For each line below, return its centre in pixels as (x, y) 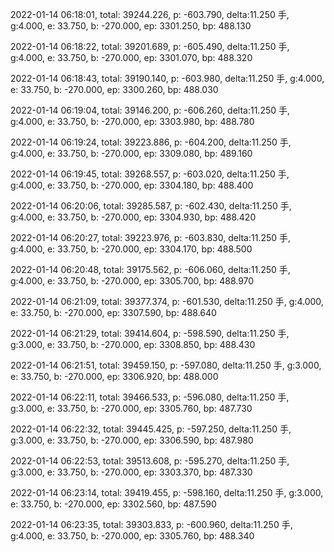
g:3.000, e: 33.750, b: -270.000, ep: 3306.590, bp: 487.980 (132, 440)
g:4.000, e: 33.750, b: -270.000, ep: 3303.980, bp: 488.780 (132, 121)
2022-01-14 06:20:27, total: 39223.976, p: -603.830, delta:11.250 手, (151, 237)
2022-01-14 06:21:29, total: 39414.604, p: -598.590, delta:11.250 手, (150, 333)
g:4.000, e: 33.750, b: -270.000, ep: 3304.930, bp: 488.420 (133, 217)
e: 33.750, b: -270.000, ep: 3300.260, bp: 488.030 (114, 89)
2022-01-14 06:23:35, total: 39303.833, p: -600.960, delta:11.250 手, (151, 524)
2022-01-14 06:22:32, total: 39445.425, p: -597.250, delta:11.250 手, (151, 429)
